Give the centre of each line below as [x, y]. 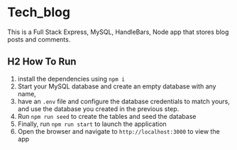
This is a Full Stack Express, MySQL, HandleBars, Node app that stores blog [118, 32]
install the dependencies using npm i [71, 79]
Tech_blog [39, 12]
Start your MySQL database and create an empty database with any [117, 86]
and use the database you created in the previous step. [98, 109]
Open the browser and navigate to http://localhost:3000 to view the [118, 131]
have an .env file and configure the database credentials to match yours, [124, 101]
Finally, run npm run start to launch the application [92, 124]
